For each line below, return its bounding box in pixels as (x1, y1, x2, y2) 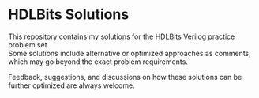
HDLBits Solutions (8, 6, 129, 24)
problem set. (8, 40, 50, 49)
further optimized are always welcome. (8, 81, 136, 90)
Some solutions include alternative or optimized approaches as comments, (8, 48, 251, 58)
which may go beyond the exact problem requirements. (8, 57, 188, 66)
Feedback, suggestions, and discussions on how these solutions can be (8, 72, 242, 81)
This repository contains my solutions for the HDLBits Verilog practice (8, 32, 235, 41)
